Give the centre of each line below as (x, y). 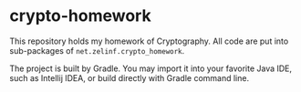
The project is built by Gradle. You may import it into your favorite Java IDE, (151, 68)
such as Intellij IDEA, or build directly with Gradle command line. (129, 77)
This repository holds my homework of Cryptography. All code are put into (149, 41)
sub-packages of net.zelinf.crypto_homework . (97, 50)
